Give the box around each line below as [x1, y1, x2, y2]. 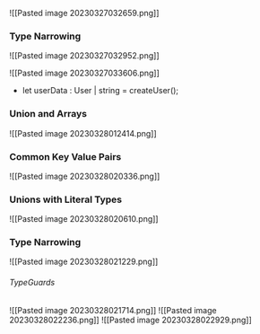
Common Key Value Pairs [9, 150, 122, 163]
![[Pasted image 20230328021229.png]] [9, 256, 159, 268]
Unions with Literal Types [9, 193, 123, 206]
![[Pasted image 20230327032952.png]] [9, 50, 160, 61]
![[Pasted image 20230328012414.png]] [9, 127, 157, 138]
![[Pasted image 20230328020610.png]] [9, 214, 159, 224]
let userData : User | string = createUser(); [22, 85, 179, 96]
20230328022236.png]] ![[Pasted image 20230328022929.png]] [9, 314, 253, 325]
